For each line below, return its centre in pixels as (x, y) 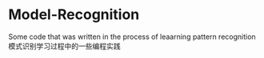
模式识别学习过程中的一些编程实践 (64, 46)
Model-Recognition (74, 15)
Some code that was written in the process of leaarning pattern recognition (132, 37)
